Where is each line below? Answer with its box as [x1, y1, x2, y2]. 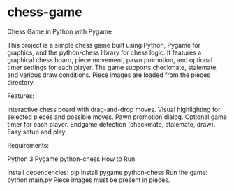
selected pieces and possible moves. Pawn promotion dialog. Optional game [7, 113, 228, 121]
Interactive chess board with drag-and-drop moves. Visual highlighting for [7, 105, 221, 113]
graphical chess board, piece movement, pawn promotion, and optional [7, 55, 213, 64]
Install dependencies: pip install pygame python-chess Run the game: [7, 168, 208, 176]
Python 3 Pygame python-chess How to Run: [7, 155, 138, 163]
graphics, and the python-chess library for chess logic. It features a [7, 48, 202, 57]
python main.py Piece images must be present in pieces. [7, 176, 170, 184]
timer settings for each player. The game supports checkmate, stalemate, [7, 63, 219, 71]
